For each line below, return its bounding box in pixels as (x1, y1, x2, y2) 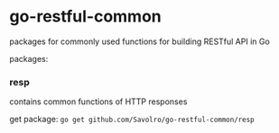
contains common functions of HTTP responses (9, 96, 188, 107)
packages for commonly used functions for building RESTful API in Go (9, 36, 271, 47)
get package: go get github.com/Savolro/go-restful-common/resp (9, 114, 255, 125)
